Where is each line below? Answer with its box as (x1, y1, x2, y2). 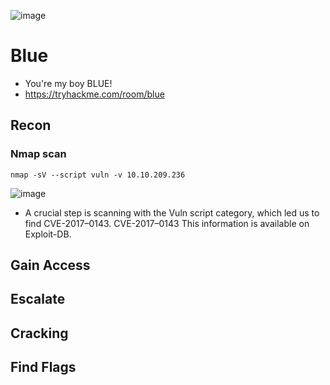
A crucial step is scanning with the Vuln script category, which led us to (24, 206, 320, 219)
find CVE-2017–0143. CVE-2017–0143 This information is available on (24, 217, 310, 229)
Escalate (10, 291, 66, 308)
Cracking (10, 325, 69, 342)
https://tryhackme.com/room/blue (24, 88, 165, 100)
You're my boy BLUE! (24, 77, 113, 89)
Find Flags (10, 359, 77, 376)
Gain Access (10, 257, 91, 274)
